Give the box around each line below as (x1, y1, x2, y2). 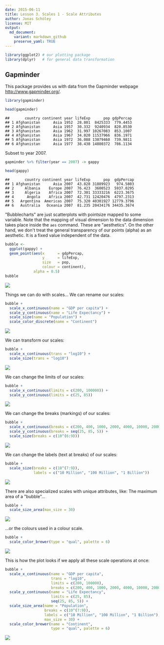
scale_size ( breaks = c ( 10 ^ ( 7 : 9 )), (9, 465, 80, 470)
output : (5, 25, 21, 30)
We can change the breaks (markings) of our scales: (5, 411, 111, 416)
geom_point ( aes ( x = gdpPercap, (9, 251, 84, 256)
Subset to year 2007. (5, 150, 47, 156)
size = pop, (42, 260, 71, 265)
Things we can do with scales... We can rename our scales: (5, 292, 124, 298)
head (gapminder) (5, 107, 38, 112)
